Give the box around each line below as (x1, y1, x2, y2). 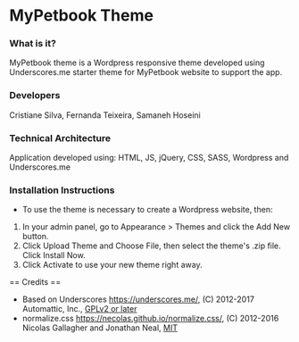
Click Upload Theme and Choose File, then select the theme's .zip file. (21, 240, 281, 251)
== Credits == (9, 277, 62, 288)
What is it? (9, 38, 56, 50)
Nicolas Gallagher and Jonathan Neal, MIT (21, 322, 179, 333)
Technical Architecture (9, 131, 112, 144)
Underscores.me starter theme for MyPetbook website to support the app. (9, 67, 283, 78)
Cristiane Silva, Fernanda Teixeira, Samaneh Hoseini (9, 109, 201, 121)
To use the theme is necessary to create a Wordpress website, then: (21, 204, 273, 215)
